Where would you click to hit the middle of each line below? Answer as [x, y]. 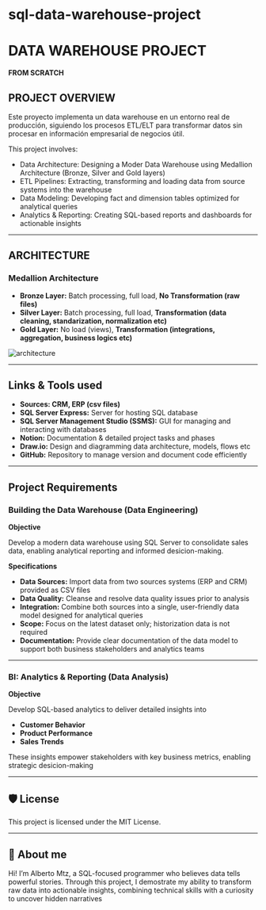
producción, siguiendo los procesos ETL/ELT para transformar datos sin [125, 125]
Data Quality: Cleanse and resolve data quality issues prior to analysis [134, 598]
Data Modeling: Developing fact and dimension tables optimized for [129, 198]
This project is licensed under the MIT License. [85, 822]
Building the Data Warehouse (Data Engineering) [103, 510]
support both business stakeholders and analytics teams [112, 649]
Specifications [33, 566]
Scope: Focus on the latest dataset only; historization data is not [125, 624]
